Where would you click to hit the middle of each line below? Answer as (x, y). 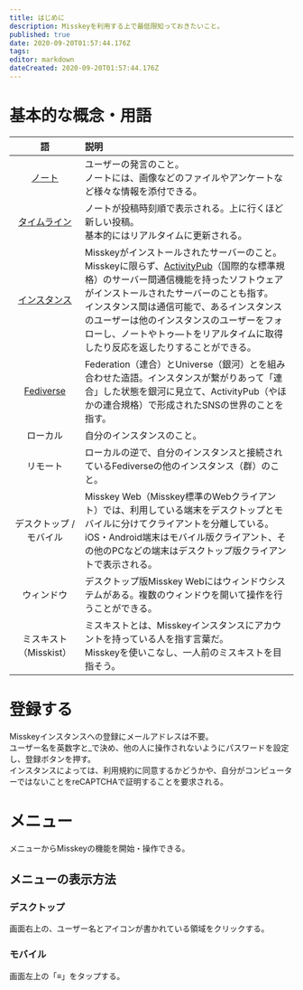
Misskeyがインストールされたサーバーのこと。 (183, 252)
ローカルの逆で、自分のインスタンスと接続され (184, 452)
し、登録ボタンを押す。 (53, 759)
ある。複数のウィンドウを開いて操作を (193, 595)
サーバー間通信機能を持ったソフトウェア (197, 279)
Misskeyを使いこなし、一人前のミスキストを (179, 652)
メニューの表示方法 (63, 879)
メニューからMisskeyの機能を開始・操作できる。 (100, 848)
